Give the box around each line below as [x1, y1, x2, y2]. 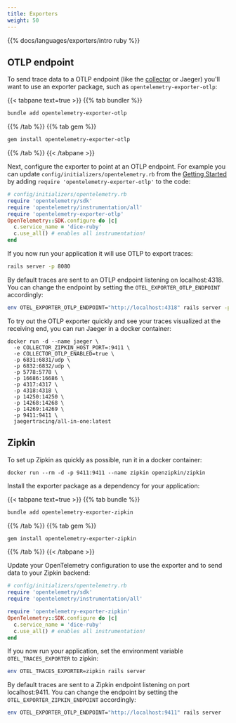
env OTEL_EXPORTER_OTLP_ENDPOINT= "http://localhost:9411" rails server [7, 709, 221, 717]
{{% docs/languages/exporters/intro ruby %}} [7, 36, 140, 44]
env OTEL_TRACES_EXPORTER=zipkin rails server [7, 668, 146, 675]
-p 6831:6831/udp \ [13, 356, 71, 363]
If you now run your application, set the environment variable [7, 647, 184, 656]
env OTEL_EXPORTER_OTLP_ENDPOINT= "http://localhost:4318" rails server [7, 304, 221, 311]
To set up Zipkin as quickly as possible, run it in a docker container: [7, 455, 202, 464]
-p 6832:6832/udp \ [13, 363, 71, 370]
